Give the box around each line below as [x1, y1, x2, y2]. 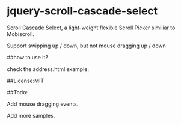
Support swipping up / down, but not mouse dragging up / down [7, 42, 166, 49]
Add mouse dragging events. [7, 100, 79, 108]
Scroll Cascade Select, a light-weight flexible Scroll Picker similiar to [7, 24, 176, 31]
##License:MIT [7, 77, 44, 84]
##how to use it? [7, 53, 49, 61]
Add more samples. [7, 112, 55, 119]
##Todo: [7, 88, 28, 96]
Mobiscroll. [7, 30, 35, 37]
